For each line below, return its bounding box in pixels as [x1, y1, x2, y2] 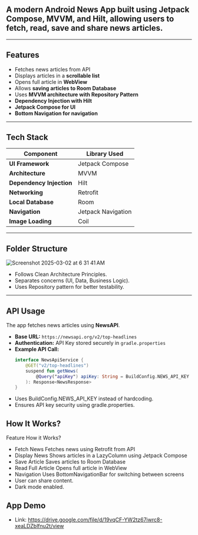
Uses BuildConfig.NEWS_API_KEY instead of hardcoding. [14, 395, 154, 402]
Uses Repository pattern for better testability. [14, 283, 125, 291]
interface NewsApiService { [14, 357, 84, 363]
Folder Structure [6, 243, 68, 253]
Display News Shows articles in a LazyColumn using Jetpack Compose [14, 452, 187, 459]
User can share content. [14, 477, 74, 484]
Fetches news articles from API [14, 66, 91, 73]
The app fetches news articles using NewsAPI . [6, 322, 120, 329]
